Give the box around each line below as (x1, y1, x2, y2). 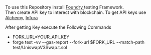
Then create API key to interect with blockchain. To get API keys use (5, 9, 146, 15)
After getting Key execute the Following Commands (5, 24, 111, 30)
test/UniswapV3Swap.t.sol (12, 45, 68, 50)
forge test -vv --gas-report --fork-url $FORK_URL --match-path (12, 39, 144, 45)
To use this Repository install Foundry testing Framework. (5, 4, 124, 10)
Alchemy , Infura (5, 15, 38, 20)
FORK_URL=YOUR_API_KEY (12, 34, 70, 40)
